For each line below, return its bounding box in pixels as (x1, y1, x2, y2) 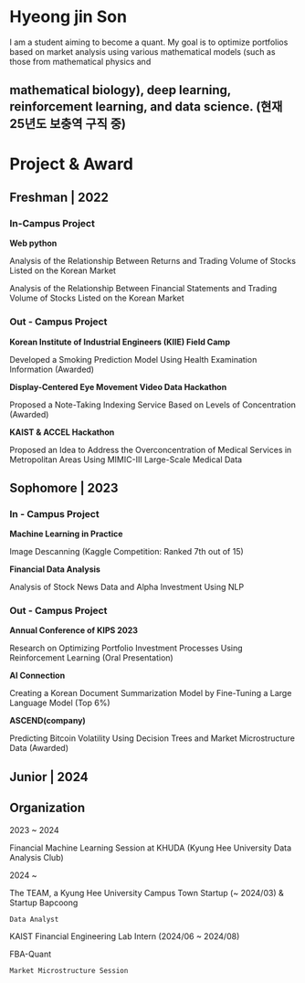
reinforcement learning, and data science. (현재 (9, 99, 283, 115)
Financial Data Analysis (9, 564, 100, 575)
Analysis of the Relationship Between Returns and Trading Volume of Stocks (9, 256, 297, 267)
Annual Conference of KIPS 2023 (9, 625, 139, 636)
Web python (9, 238, 58, 248)
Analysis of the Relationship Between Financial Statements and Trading (9, 283, 278, 294)
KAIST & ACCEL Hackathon (9, 427, 115, 438)
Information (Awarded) (9, 364, 94, 375)
